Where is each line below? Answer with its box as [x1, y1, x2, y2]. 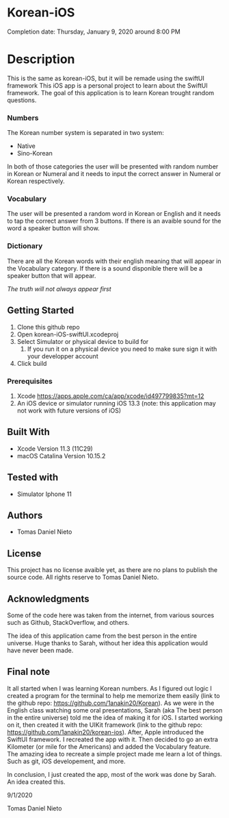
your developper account [27, 351, 98, 360]
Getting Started [7, 305, 75, 317]
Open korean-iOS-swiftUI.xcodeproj [16, 330, 119, 338]
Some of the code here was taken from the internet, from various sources [7, 611, 215, 619]
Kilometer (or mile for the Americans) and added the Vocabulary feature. [7, 742, 211, 751]
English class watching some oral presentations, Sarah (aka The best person [7, 706, 223, 714]
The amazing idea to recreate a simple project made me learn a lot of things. [7, 749, 222, 758]
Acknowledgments [7, 593, 90, 604]
